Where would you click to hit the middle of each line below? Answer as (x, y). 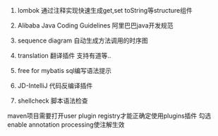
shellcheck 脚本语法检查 (53, 101)
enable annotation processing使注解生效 (66, 125)
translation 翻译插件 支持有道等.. (64, 56)
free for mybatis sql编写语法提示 (64, 70)
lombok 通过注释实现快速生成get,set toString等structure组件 (105, 10)
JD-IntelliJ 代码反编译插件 (55, 86)
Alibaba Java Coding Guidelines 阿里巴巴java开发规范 (96, 25)
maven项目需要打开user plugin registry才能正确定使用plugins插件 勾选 (109, 116)
